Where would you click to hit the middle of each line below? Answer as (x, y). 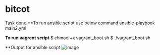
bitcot (18, 9)
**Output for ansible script (33, 47)
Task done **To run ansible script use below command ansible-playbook (80, 23)
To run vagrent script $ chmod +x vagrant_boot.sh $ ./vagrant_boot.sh (78, 38)
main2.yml (16, 28)
